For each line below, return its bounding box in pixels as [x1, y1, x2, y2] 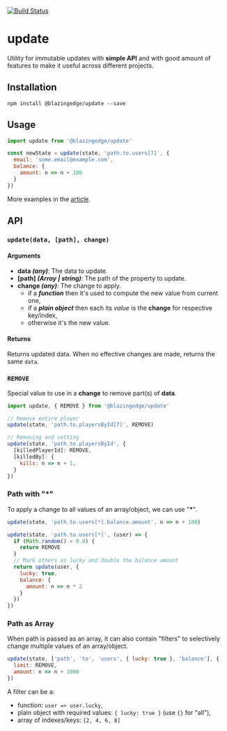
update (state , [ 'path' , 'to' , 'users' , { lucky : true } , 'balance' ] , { [7, 655, 220, 663]
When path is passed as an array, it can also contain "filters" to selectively [7, 634, 221, 643]
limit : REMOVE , [13, 662, 58, 669]
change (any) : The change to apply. [17, 282, 122, 290]
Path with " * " [7, 489, 54, 499]
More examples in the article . [7, 195, 91, 203]
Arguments [7, 251, 41, 260]
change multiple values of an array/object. [7, 642, 129, 650]
